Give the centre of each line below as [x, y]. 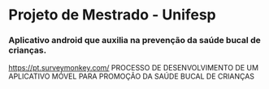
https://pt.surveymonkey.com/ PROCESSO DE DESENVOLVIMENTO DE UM [133, 68]
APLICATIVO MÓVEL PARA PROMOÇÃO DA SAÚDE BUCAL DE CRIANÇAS [131, 76]
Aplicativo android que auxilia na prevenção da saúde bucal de [135, 40]
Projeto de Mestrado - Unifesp [113, 15]
